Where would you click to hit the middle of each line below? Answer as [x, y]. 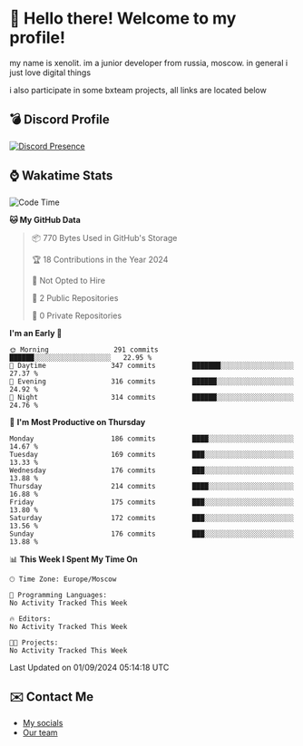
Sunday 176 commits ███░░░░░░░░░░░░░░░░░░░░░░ [152, 534]
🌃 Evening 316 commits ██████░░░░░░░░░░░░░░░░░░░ [152, 381]
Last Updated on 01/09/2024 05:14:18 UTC [89, 667]
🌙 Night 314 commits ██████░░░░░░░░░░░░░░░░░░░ [152, 397]
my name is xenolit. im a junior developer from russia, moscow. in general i [149, 63]
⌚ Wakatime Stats [61, 176]
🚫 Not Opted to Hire [68, 280]
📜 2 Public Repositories [75, 297]
